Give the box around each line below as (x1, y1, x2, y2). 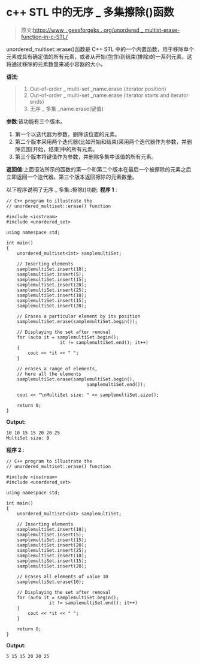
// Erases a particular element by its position (17, 313, 141, 319)
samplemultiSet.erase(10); (17, 579, 84, 585)
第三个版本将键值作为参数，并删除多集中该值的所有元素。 (14, 153, 157, 160)
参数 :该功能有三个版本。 (6, 117, 66, 125)
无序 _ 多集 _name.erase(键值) (29, 105, 104, 112)
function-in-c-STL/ (20, 33, 68, 40)
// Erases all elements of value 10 (17, 574, 109, 580)
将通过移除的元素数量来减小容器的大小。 (6, 61, 106, 68)
